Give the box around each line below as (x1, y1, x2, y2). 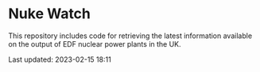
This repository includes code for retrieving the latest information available (8, 31, 253, 40)
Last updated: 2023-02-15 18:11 (8, 55, 111, 64)
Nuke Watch (8, 5, 91, 23)
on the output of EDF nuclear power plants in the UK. (8, 39, 181, 48)
